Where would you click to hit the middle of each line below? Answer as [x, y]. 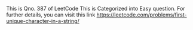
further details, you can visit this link [51, 15]
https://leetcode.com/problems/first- [142, 15]
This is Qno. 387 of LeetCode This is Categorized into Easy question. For [96, 9]
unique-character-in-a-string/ [43, 21]
